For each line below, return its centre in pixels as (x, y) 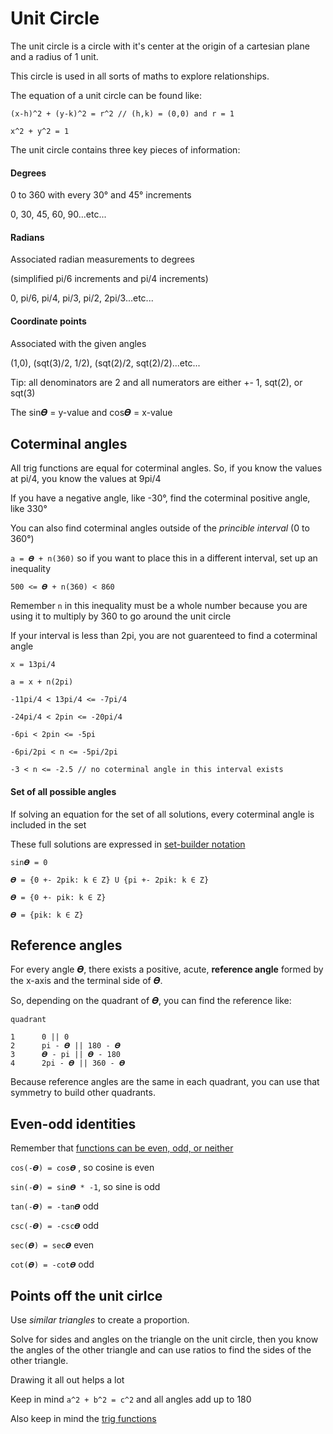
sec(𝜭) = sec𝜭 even (52, 1245)
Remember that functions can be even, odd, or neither (122, 1148)
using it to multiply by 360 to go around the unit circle (121, 616)
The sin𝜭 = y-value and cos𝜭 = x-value (91, 412)
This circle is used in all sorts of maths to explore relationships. (140, 76)
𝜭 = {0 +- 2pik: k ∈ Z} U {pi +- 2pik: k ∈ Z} (110, 880)
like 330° (29, 509)
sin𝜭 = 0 (29, 862)
